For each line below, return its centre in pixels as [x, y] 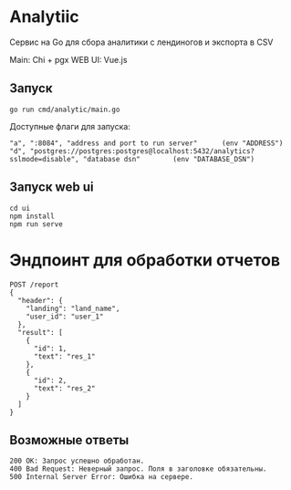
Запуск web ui [52, 188]
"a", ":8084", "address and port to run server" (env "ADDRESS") [146, 143]
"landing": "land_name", [73, 308]
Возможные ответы [69, 440]
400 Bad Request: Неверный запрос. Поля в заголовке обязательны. [138, 469]
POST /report [34, 285]
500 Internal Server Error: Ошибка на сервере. [102, 477]
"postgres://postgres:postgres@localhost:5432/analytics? [142, 151]
